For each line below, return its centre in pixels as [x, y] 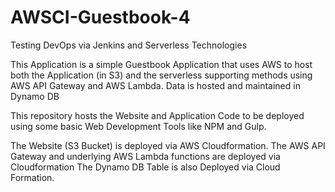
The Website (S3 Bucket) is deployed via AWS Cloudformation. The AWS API [168, 145]
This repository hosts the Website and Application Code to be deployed [157, 115]
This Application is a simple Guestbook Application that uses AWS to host [161, 64]
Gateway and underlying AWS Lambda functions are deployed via [145, 156]
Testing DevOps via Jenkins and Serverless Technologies [129, 45]
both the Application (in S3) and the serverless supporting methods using [161, 75]
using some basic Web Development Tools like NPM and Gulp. [138, 126]
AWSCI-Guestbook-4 [100, 17]
